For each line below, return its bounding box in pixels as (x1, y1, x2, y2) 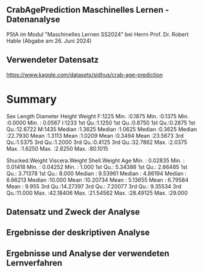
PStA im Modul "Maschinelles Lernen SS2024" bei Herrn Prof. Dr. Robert (6, 30, 189, 38)
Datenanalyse (6, 15, 60, 25)
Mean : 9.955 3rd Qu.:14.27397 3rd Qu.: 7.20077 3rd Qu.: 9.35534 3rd (6, 182, 182, 190)
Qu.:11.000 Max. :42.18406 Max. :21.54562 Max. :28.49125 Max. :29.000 (6, 189, 188, 196)
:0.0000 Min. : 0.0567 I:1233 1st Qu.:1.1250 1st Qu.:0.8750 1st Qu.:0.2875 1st (6, 119, 196, 126)
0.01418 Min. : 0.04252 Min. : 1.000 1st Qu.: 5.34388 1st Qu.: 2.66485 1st (6, 163, 188, 170)
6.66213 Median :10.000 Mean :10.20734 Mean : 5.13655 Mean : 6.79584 (6, 176, 189, 184)
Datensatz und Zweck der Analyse (6, 207, 140, 217)
